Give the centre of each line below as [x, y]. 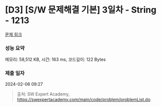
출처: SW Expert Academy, [43, 94]
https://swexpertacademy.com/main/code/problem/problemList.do [84, 99]
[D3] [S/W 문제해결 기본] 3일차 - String [81, 10]
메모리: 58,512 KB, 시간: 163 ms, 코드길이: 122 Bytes [55, 60]
